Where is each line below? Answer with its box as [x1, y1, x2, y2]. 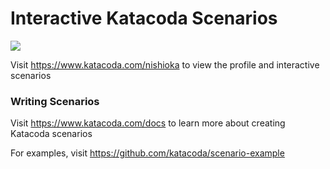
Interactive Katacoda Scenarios [10, 7, 278, 30]
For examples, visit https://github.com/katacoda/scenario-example [10, 147, 285, 159]
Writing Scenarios [10, 94, 100, 108]
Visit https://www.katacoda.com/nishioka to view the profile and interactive [10, 58, 320, 71]
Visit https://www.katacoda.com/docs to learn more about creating [10, 117, 286, 129]
